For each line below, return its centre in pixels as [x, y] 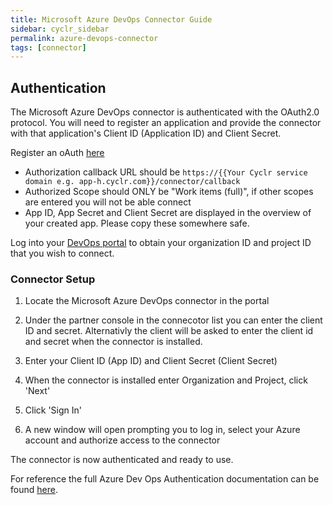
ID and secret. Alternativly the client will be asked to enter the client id [169, 331]
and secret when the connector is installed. [113, 342]
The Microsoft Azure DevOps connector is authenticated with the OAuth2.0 [165, 112]
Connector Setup [53, 279]
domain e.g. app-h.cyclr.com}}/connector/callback [132, 182]
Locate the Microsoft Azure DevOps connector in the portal [147, 301]
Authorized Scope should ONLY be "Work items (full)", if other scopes [169, 192]
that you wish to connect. [62, 253]
